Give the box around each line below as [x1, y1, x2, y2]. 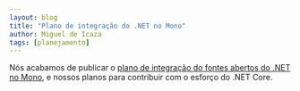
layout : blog [9, 12, 58, 22]
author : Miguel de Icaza [9, 29, 102, 38]
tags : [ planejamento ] [9, 37, 90, 47]
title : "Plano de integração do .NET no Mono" [9, 21, 186, 30]
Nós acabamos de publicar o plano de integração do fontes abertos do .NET [9, 62, 291, 73]
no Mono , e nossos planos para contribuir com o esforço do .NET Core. [9, 72, 273, 83]
